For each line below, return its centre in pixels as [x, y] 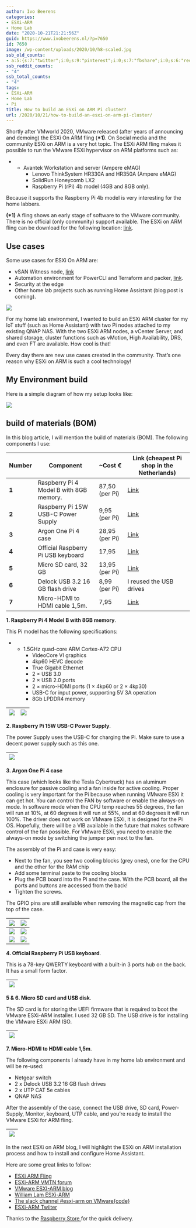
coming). [25, 297]
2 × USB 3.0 [46, 673]
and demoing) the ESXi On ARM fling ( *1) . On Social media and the [86, 138]
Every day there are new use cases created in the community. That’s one [94, 355]
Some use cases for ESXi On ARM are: [52, 261]
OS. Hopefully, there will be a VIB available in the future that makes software [98, 825]
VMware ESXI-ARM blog [44, 1188]
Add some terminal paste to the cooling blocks [70, 873]
